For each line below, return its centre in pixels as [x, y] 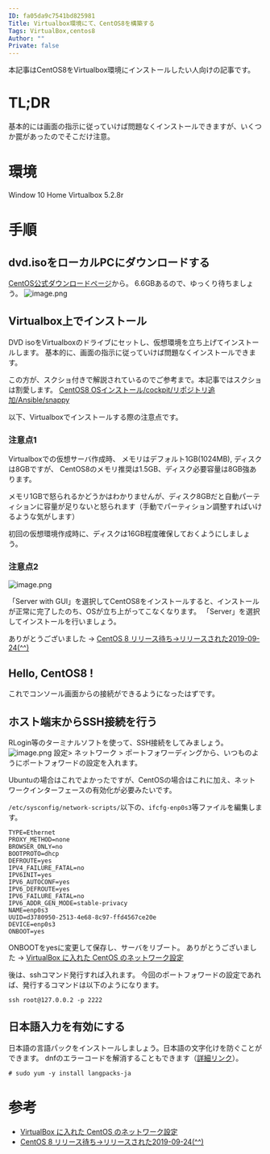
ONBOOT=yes [27, 932]
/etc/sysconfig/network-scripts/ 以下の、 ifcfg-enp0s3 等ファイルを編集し [132, 808]
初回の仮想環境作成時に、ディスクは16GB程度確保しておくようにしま [122, 534]
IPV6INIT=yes [30, 875]
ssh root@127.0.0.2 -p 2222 [56, 1001]
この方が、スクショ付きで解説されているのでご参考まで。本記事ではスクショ [135, 380]
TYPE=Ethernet [32, 833]
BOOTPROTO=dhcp [34, 854]
